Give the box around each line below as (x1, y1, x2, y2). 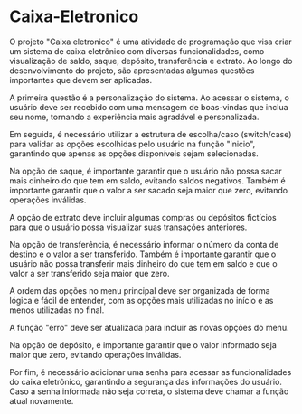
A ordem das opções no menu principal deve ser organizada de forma (9, 285, 270, 296)
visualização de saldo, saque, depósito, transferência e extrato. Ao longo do (9, 55, 293, 66)
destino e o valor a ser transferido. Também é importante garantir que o (9, 249, 277, 259)
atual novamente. (9, 395, 74, 406)
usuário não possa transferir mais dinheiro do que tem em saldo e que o (9, 258, 278, 268)
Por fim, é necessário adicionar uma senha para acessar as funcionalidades (9, 366, 292, 377)
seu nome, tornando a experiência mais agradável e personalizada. (9, 111, 260, 122)
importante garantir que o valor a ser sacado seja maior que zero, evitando (9, 184, 288, 195)
